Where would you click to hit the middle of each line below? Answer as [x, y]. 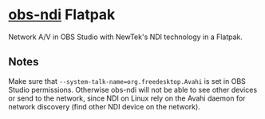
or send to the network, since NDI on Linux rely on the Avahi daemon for [127, 98]
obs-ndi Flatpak [62, 15]
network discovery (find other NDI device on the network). [105, 106]
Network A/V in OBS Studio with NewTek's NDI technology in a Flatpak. [126, 37]
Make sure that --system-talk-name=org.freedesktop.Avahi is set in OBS [127, 81]
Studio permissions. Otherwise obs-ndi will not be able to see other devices [133, 89]
